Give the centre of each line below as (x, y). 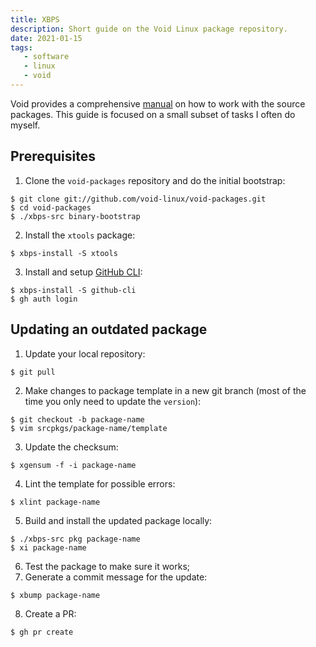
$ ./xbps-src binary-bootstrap (75, 216)
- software (46, 57)
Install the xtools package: (80, 235)
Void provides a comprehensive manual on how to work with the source (158, 103)
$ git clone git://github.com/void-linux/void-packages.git (138, 199)
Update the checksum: (71, 447)
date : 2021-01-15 (46, 38)
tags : (21, 47)
